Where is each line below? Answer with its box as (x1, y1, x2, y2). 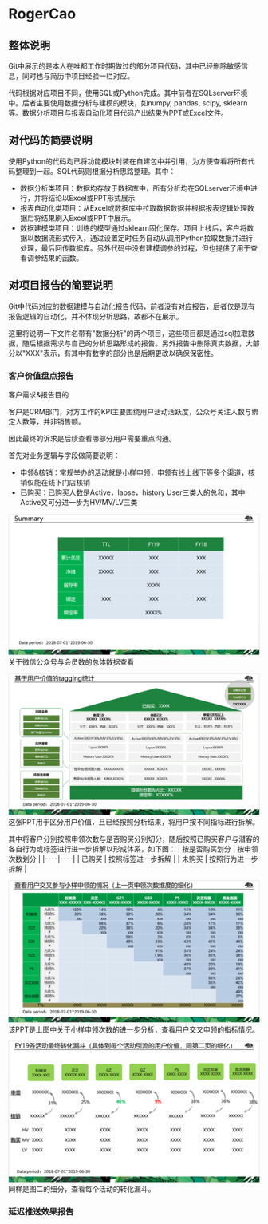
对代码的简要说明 (8, 133, 93, 148)
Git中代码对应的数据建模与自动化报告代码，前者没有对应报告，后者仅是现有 (8, 301, 255, 311)
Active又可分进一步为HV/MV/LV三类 (19, 497, 138, 507)
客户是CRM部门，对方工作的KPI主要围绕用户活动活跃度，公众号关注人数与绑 (8, 406, 259, 416)
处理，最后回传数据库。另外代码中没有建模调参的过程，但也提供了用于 (19, 243, 251, 252)
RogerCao (8, 5, 77, 23)
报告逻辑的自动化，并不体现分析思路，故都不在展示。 (8, 311, 183, 321)
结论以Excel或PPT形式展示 (47, 193, 136, 203)
